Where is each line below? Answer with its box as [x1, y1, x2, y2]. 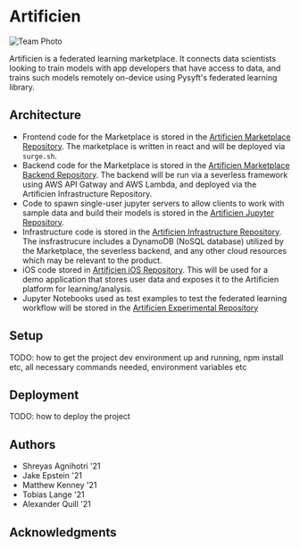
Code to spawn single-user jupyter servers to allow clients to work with [21, 198, 285, 208]
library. [9, 81, 36, 92]
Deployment [9, 387, 79, 402]
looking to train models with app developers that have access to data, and [9, 63, 281, 73]
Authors [9, 436, 56, 452]
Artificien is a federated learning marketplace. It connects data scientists [9, 53, 277, 63]
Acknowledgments [9, 525, 118, 540]
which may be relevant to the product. [21, 255, 162, 266]
